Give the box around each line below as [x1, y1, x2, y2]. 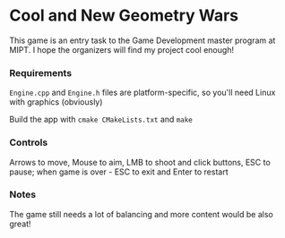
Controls [9, 136, 48, 149]
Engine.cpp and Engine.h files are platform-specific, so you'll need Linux [9, 87, 276, 98]
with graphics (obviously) [9, 97, 103, 107]
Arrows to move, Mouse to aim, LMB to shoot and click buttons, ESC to [9, 157, 271, 167]
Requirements [9, 66, 73, 79]
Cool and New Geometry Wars [9, 5, 239, 26]
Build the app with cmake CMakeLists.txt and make [9, 114, 193, 125]
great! [9, 218, 31, 229]
